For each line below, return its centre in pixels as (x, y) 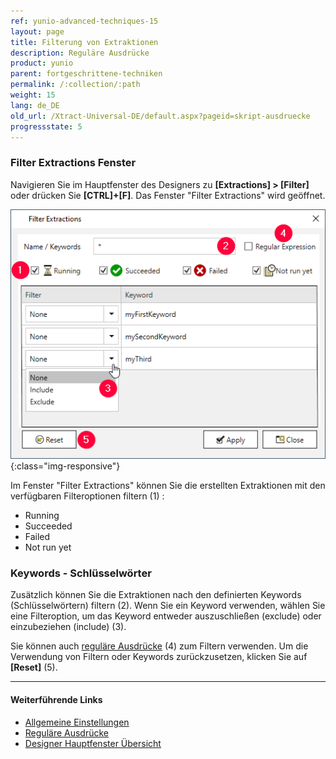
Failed (37, 537)
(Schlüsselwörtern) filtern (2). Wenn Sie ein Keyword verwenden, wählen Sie (168, 606)
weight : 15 (33, 95)
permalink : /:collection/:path (75, 85)
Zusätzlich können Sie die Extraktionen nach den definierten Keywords (156, 595)
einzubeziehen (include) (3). (68, 627)
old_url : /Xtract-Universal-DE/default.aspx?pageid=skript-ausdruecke (160, 116)
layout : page (37, 31)
